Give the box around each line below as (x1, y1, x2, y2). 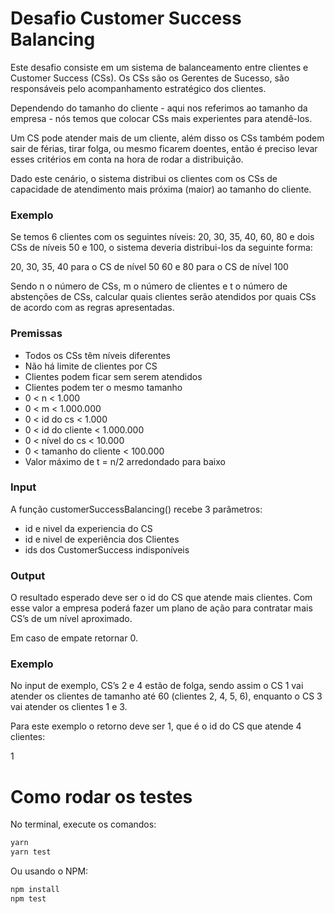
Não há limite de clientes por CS (24, 360, 158, 372)
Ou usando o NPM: (10, 865, 89, 877)
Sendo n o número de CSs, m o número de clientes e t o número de (10, 280, 288, 292)
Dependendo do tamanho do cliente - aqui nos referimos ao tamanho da (10, 102, 308, 114)
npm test (10, 893, 47, 904)
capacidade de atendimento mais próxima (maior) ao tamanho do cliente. (10, 183, 312, 195)
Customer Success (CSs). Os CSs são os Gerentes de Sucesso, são (10, 72, 290, 84)
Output (10, 568, 46, 582)
